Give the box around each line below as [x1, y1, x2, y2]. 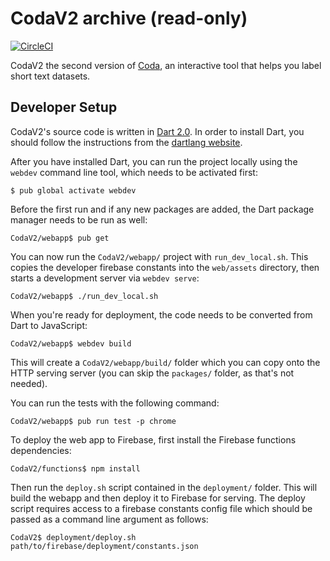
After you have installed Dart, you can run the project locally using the [10, 155, 298, 167]
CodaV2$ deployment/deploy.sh [10, 532, 137, 542]
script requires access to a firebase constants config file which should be [10, 502, 313, 514]
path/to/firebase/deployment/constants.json [10, 541, 199, 551]
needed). [10, 377, 48, 389]
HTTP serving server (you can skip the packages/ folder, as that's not [10, 367, 295, 379]
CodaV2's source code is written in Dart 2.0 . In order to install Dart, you [10, 125, 305, 137]
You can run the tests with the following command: [10, 397, 220, 409]
